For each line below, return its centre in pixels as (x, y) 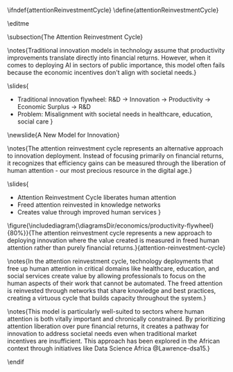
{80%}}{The (25, 233)
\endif (16, 362)
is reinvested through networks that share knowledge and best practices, (112, 290)
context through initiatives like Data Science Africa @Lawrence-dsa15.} (109, 348)
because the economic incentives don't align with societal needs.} (102, 73)
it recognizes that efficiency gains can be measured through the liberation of (116, 163)
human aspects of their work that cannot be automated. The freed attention (115, 283)
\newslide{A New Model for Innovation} (63, 135)
